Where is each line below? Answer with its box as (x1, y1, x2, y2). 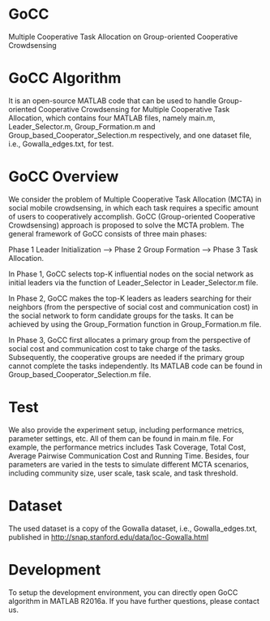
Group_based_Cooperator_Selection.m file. (8, 369, 152, 379)
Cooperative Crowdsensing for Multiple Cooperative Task (37, 104, 230, 114)
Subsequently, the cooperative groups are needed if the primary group (8, 352, 245, 362)
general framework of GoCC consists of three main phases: (8, 228, 208, 238)
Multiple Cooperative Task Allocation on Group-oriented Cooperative (8, 32, 238, 41)
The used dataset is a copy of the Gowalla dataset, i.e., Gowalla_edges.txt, (8, 523, 258, 533)
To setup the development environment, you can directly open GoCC (8, 587, 238, 597)
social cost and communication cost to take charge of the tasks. (8, 343, 223, 354)
